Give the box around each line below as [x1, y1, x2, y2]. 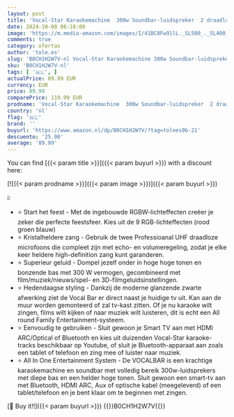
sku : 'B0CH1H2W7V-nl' [7, 62, 70, 69]
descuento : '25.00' [7, 133, 64, 140]
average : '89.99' [7, 140, 58, 147]
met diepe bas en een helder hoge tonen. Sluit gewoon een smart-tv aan [17, 374, 226, 382]
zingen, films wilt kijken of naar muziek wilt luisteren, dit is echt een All [17, 308, 220, 317]
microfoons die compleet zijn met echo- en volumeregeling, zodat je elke [17, 243, 227, 251]
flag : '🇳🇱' [7, 113, 42, 120]
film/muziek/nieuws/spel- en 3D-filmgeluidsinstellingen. [17, 276, 179, 284]
